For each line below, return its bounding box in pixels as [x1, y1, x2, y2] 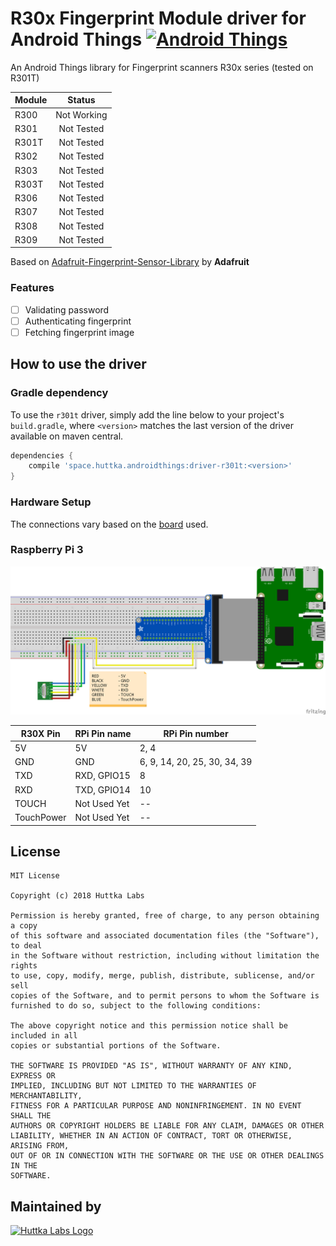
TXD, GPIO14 [74, 783, 131, 796]
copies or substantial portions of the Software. [10, 1041, 222, 1051]
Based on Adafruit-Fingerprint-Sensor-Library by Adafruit [10, 256, 250, 268]
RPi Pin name [74, 727, 132, 739]
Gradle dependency [10, 386, 109, 400]
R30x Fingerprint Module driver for [10, 7, 307, 30]
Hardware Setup [10, 495, 92, 509]
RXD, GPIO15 [74, 770, 131, 782]
